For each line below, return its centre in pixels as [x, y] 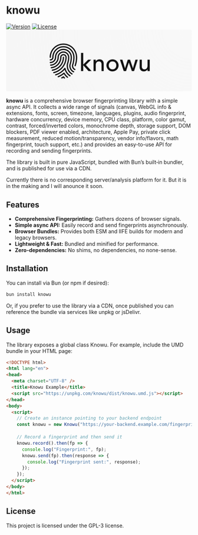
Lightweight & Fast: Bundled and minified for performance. [87, 244]
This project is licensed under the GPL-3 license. [65, 526]
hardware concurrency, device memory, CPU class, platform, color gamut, [96, 120]
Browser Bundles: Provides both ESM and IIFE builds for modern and [99, 232]
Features [23, 205]
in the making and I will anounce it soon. [55, 186]
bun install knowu [29, 294]
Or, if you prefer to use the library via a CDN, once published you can [90, 306]
